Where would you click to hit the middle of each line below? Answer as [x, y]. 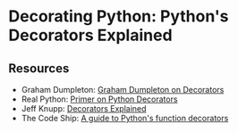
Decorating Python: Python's [119, 16]
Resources [39, 68]
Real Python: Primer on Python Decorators [99, 99]
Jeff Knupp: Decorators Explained [84, 108]
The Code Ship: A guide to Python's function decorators [125, 118]
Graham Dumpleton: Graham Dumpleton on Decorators [123, 90]
